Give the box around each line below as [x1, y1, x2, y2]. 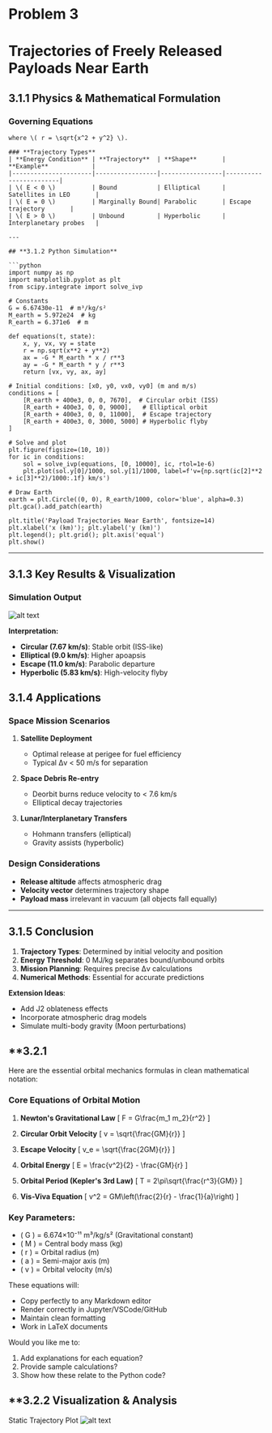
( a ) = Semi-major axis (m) [19, 1256, 110, 1265]
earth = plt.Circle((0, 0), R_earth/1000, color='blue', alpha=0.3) [8, 496, 244, 504]
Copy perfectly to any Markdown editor [19, 1295, 152, 1305]
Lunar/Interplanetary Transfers [19, 813, 128, 823]
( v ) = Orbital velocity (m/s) [19, 1265, 113, 1274]
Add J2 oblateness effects [19, 1004, 108, 1013]
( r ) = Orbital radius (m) [19, 1247, 100, 1256]
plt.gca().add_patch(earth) [8, 503, 104, 511]
